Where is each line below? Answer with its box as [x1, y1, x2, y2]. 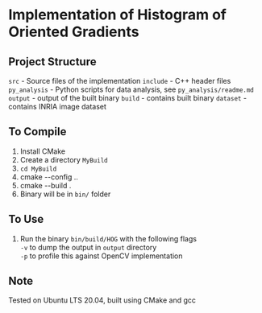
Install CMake [19, 146, 66, 156]
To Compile [8, 125, 67, 138]
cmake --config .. [19, 171, 79, 182]
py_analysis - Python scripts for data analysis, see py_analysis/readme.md [8, 84, 254, 94]
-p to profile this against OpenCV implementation [19, 251, 183, 261]
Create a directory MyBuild [19, 154, 108, 164]
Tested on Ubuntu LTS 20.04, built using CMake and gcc [8, 295, 196, 305]
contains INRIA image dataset [8, 102, 107, 111]
